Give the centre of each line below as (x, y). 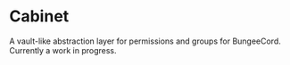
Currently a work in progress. (63, 50)
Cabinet (39, 16)
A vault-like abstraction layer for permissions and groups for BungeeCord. (145, 41)
